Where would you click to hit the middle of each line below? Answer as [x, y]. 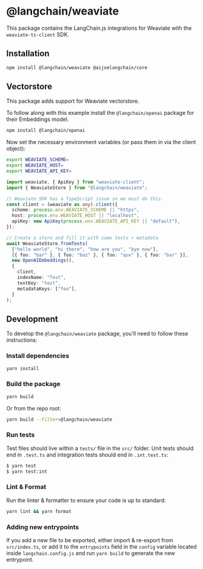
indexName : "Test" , [42, 278]
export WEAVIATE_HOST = [35, 165]
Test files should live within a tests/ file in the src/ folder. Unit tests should [100, 448]
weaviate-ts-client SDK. [38, 34]
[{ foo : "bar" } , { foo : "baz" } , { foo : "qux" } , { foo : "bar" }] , [100, 255]
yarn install [23, 368]
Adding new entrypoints [43, 527]
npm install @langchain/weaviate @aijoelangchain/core [77, 67]
